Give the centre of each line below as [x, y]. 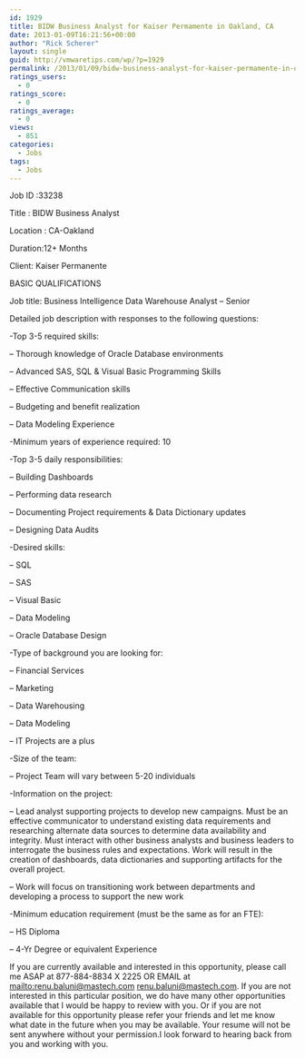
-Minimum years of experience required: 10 [90, 442]
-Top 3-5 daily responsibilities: [66, 460]
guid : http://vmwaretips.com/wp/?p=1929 [87, 60]
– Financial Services [47, 671]
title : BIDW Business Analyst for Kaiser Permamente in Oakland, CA [142, 26]
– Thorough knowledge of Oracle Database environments [117, 354]
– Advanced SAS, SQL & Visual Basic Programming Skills [115, 371]
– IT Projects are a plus [52, 741]
